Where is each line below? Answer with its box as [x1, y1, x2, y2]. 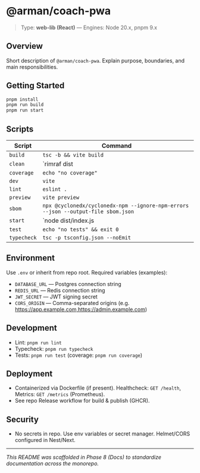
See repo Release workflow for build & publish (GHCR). [14, 397, 150, 404]
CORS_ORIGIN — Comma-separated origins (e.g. [14, 299, 130, 306]
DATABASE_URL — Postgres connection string [14, 280, 122, 287]
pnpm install [6, 97, 39, 102]
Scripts [6, 124, 34, 134]
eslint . [42, 186, 67, 192]
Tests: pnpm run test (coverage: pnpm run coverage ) [14, 351, 143, 359]
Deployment [6, 369, 53, 379]
